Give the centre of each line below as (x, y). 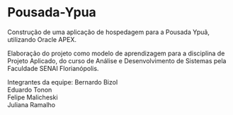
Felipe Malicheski (33, 97)
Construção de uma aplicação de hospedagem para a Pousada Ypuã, (109, 32)
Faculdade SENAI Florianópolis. (53, 68)
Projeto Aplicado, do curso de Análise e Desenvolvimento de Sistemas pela (117, 60)
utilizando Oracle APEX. (42, 39)
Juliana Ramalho (31, 104)
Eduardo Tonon (30, 89)
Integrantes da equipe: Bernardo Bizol (63, 82)
